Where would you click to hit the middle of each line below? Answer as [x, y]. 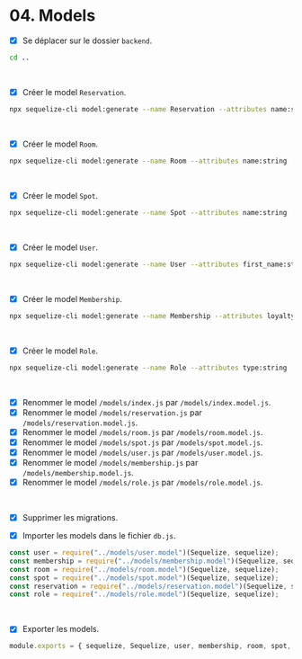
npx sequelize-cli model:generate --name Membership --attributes [136, 316]
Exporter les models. [61, 629]
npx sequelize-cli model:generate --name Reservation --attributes [138, 109]
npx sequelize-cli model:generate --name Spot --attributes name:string [148, 212]
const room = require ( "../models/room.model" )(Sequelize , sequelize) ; [144, 569]
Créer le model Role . [60, 351]
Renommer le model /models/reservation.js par [112, 412]
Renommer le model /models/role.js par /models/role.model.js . [142, 482]
